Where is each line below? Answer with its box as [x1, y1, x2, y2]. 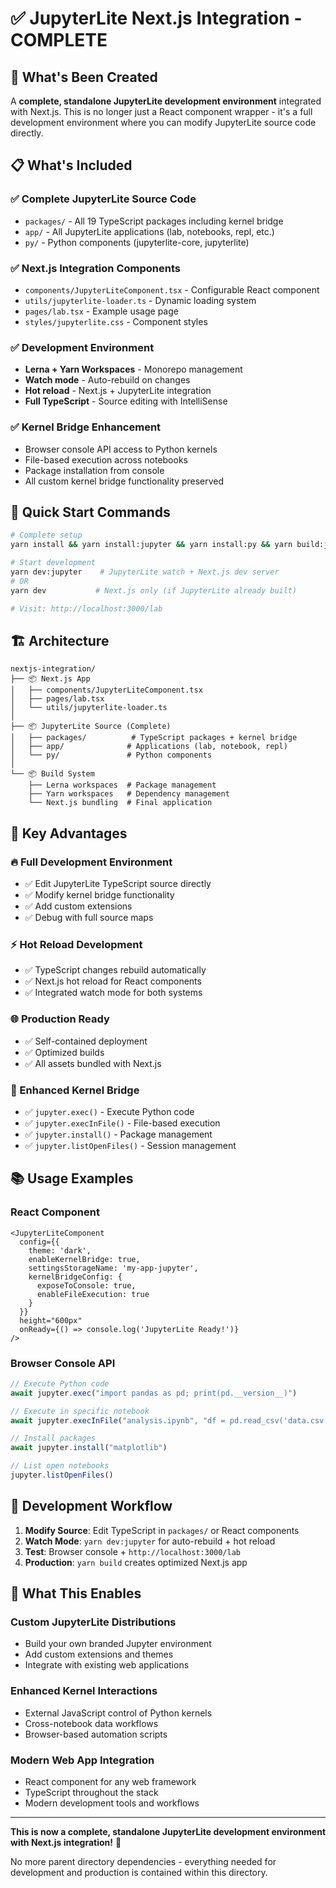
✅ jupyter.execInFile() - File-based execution [24, 1117, 221, 1129]
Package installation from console [24, 464, 165, 476]
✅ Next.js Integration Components [10, 261, 181, 275]
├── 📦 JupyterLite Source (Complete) [10, 722, 172, 732]
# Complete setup [10, 530, 83, 541]
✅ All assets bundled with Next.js [24, 1057, 162, 1069]
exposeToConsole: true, [36, 1280, 137, 1291]
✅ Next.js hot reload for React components [24, 975, 202, 987]
